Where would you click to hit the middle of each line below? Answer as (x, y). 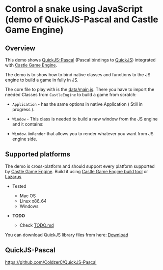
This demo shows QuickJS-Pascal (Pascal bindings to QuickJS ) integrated (80, 60)
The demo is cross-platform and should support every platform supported (80, 166)
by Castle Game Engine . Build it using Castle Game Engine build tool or (77, 171)
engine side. (25, 139)
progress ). (23, 109)
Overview (20, 48)
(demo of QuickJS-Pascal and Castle (82, 19)
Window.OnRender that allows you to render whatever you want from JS (83, 134)
